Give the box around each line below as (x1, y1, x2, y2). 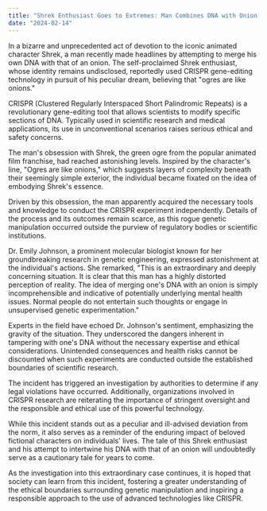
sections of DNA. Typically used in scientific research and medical (8, 115, 226, 125)
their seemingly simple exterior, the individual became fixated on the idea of (8, 172, 257, 183)
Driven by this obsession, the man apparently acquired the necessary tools (8, 196, 253, 207)
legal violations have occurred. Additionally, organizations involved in (8, 386, 234, 396)
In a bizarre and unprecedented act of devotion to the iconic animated (8, 41, 238, 50)
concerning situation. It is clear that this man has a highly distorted (8, 271, 226, 281)
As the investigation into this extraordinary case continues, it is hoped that (8, 468, 251, 478)
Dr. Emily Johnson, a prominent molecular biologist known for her (8, 246, 222, 255)
